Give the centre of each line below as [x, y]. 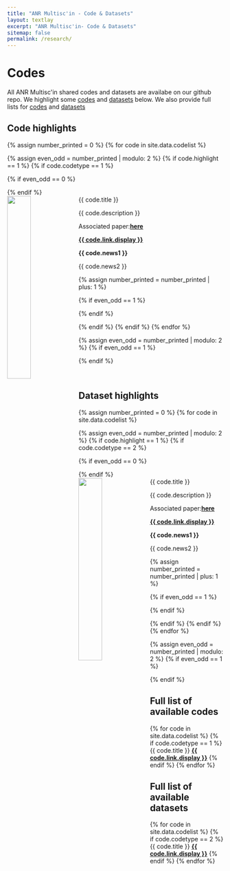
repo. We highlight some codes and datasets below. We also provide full [109, 100]
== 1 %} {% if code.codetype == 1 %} [60, 165]
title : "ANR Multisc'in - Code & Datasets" [70, 13]
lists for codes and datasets [46, 107]
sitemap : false [29, 33]
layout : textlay [30, 20]
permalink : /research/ [39, 39]
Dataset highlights [119, 396]
